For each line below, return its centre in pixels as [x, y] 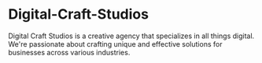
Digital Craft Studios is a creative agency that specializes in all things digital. [131, 36]
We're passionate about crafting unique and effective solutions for [115, 44]
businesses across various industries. [69, 52]
